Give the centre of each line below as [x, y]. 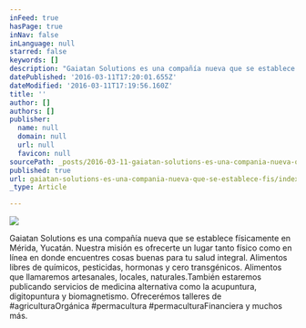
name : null [38, 128]
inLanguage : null [42, 43]
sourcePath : [32, 162]
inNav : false [34, 35]
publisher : [30, 119]
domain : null [42, 137]
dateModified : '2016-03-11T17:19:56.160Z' [91, 86]
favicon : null [44, 153]
